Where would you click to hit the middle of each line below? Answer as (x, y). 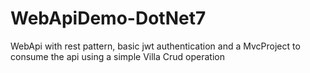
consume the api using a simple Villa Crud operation (117, 56)
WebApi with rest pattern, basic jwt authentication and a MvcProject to (155, 46)
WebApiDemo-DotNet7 (108, 18)
